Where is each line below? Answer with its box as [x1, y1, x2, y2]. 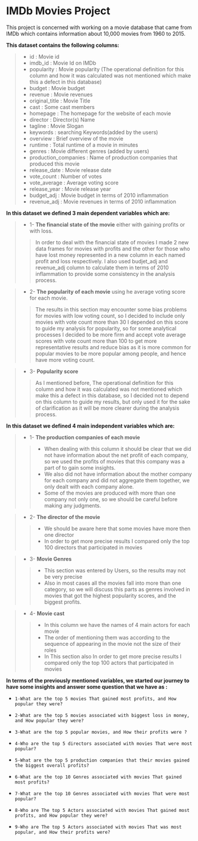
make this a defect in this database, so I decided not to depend [35, 391, 189, 399]
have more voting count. [35, 356, 95, 363]
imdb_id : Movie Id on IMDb [29, 59, 96, 66]
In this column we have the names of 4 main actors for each [44, 621, 190, 628]
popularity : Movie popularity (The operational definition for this [29, 65, 184, 72]
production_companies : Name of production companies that [29, 154, 178, 161]
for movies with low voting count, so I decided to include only [35, 312, 185, 319]
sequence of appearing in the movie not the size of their [44, 640, 181, 647]
